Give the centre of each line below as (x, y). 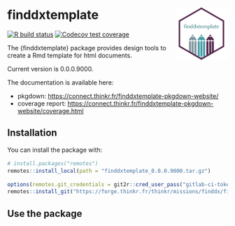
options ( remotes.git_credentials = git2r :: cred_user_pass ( (95, 184)
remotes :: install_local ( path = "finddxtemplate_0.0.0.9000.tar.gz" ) (109, 171)
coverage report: (42, 103)
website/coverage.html (50, 111)
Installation (32, 133)
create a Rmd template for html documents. (70, 55)
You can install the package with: (55, 150)
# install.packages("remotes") (53, 163)
